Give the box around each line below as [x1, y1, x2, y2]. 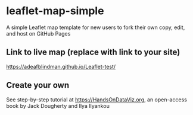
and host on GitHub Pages [6, 30, 71, 37]
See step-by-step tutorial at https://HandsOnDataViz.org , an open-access [6, 96, 188, 103]
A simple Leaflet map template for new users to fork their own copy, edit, [6, 24, 185, 31]
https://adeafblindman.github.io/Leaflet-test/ [6, 63, 116, 70]
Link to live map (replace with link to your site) [6, 47, 180, 57]
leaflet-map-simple [6, 4, 104, 18]
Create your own [6, 80, 70, 90]
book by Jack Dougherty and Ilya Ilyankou [6, 102, 110, 109]
